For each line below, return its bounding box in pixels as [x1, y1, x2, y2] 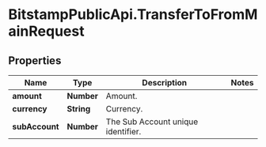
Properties [8, 54, 62, 67]
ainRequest [8, 22, 85, 40]
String [66, 104, 91, 114]
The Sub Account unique [105, 116, 199, 127]
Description [142, 77, 188, 88]
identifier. [105, 126, 142, 137]
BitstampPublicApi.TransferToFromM [8, 6, 258, 24]
